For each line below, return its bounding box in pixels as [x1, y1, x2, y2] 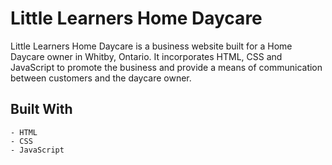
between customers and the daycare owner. [10, 72, 192, 84]
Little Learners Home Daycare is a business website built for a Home [10, 40, 293, 52]
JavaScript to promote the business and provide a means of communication [10, 61, 323, 73]
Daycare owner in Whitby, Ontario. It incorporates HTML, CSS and [10, 50, 283, 62]
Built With [10, 101, 73, 118]
